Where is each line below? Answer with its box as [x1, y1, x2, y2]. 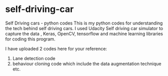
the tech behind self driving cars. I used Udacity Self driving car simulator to [5, 25, 163, 31]
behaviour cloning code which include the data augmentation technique [12, 60, 162, 66]
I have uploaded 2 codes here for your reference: [5, 45, 107, 51]
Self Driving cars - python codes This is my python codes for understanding [5, 20, 163, 26]
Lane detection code [12, 55, 55, 61]
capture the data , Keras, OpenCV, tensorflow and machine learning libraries [5, 30, 163, 36]
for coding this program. [5, 36, 56, 42]
